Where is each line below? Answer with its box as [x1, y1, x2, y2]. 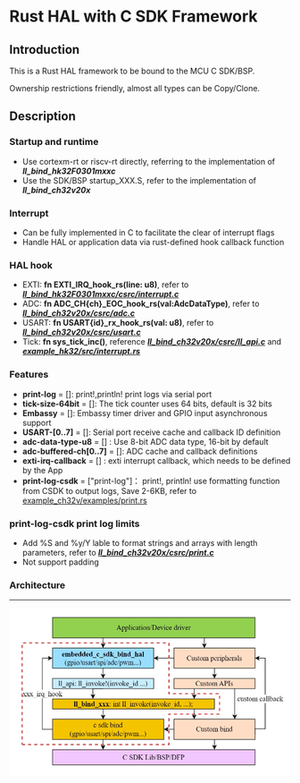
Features [9, 369, 49, 381]
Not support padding [21, 557, 100, 567]
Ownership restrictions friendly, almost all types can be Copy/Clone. [9, 83, 261, 93]
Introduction [9, 42, 80, 57]
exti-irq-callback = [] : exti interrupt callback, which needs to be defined [21, 455, 291, 466]
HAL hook [9, 259, 54, 271]
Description [9, 109, 76, 124]
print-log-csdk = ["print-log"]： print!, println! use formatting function [21, 475, 280, 486]
